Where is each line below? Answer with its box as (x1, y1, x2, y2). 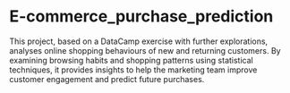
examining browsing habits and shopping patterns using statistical (9, 55, 253, 65)
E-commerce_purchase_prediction (9, 6, 274, 27)
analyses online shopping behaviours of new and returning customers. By (9, 45, 281, 55)
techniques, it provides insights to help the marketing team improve (9, 64, 258, 75)
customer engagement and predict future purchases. (9, 73, 205, 84)
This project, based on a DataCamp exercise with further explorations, (9, 36, 269, 46)
